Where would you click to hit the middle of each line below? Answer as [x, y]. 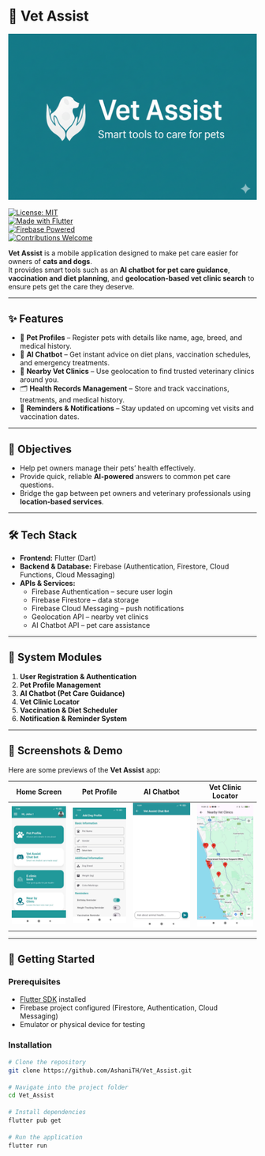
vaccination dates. [50, 417]
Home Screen [39, 791]
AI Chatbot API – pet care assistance [91, 625]
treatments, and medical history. [72, 400]
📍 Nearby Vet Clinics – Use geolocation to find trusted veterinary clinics [137, 372]
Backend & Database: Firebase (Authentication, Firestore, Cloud [124, 567]
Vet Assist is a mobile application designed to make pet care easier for [123, 253]
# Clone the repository [47, 1062]
